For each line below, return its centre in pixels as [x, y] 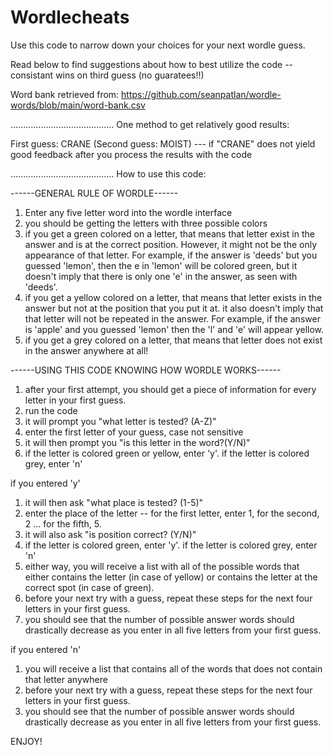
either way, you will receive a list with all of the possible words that [162, 566]
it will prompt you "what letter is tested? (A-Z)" [120, 421]
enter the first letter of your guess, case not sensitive [134, 432]
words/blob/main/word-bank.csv [78, 105]
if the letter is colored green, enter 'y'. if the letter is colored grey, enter [171, 545]
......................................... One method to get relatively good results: [150, 124]
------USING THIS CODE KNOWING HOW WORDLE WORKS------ [146, 370]
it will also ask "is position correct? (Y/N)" [110, 534]
